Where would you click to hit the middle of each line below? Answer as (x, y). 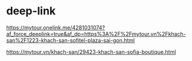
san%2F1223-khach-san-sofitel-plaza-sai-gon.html (70, 40)
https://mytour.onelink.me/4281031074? (56, 28)
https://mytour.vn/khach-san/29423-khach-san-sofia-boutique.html (91, 51)
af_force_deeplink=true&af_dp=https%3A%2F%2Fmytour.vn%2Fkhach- (96, 33)
